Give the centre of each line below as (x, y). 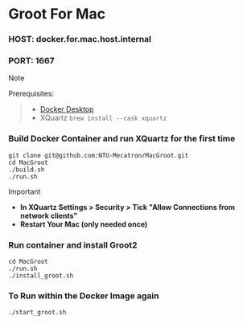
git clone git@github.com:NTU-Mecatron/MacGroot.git (99, 155)
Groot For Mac (57, 14)
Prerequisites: (31, 94)
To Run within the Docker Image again (84, 296)
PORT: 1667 (31, 61)
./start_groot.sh (37, 313)
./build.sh (27, 170)
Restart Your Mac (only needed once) (84, 224)
